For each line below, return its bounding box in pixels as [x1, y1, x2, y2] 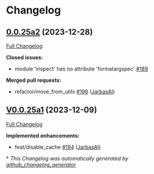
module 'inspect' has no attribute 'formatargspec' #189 [14, 65, 148, 72]
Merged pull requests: [6, 77, 62, 83]
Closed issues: [6, 54, 43, 61]
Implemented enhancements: [6, 132, 80, 139]
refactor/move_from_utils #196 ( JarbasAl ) [14, 88, 115, 95]
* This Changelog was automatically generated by [6, 155, 129, 162]
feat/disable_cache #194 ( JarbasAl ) [14, 143, 101, 150]
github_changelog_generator [6, 161, 76, 168]
